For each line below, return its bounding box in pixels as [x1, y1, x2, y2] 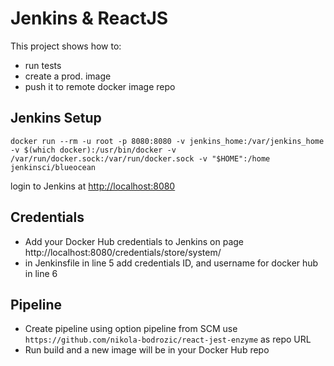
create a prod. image [24, 70, 112, 82]
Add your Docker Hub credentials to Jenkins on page [24, 235, 244, 247]
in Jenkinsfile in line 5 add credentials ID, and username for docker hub [24, 257, 319, 269]
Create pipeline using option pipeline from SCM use [24, 323, 238, 335]
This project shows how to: [10, 40, 122, 52]
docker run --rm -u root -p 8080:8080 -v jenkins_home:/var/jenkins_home [10, 136, 325, 146]
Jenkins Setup [10, 110, 102, 127]
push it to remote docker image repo [24, 80, 176, 92]
